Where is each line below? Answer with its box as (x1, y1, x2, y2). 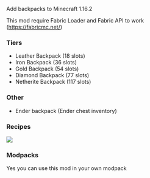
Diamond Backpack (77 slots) (15, 72, 90, 79)
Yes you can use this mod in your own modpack (6, 165, 127, 172)
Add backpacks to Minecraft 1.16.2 (6, 5, 93, 12)
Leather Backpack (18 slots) (15, 52, 85, 60)
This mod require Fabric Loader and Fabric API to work (6, 17, 145, 24)
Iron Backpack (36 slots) (15, 59, 77, 66)
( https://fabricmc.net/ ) (6, 24, 63, 30)
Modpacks (6, 151, 38, 159)
